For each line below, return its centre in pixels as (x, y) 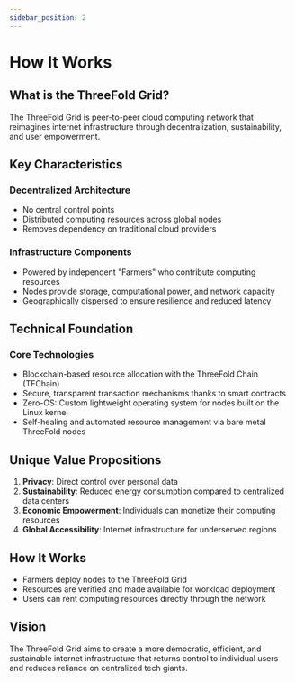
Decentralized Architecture (70, 190)
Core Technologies (52, 354)
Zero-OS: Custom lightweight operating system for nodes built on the (151, 403)
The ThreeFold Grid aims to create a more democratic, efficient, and (135, 649)
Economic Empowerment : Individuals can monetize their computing (149, 511)
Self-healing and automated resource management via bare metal (144, 422)
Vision (28, 627)
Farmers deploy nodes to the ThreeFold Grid (104, 579)
